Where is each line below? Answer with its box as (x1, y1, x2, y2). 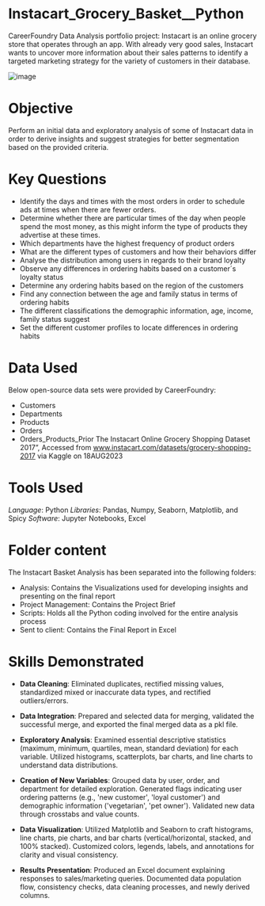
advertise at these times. (19, 230, 100, 239)
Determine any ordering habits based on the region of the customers (19, 281, 244, 290)
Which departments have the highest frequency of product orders (19, 239, 235, 248)
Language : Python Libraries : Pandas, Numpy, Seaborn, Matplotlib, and (8, 505, 239, 514)
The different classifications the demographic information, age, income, (19, 306, 254, 315)
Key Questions (8, 170, 107, 189)
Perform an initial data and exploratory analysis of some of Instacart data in (8, 125, 254, 135)
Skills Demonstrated (8, 652, 145, 671)
